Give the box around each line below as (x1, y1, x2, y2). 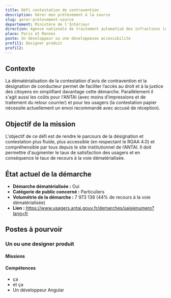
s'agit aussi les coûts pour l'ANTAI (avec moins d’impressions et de (5, 94, 146, 100)
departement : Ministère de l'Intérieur (5, 21, 90, 27)
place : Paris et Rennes (5, 31, 56, 36)
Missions (5, 253, 25, 259)
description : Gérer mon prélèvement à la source (5, 12, 110, 17)
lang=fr (12, 210, 28, 217)
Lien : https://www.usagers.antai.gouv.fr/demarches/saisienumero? (12, 205, 154, 211)
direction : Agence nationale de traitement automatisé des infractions (5, 27, 160, 32)
